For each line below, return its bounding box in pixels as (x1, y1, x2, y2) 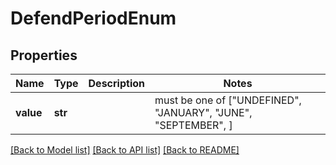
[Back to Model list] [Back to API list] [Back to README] (10, 144, 240, 156)
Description (88, 77, 145, 90)
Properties (10, 47, 78, 64)
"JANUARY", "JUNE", (154, 106, 253, 119)
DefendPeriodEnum (10, 7, 177, 30)
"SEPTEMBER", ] (154, 118, 233, 132)
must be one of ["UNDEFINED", (154, 93, 302, 107)
